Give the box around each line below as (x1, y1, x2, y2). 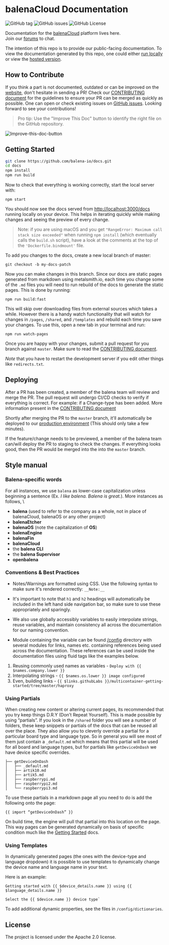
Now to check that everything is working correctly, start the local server (5, 182, 155, 188)
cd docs (5, 163, 22, 168)
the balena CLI (12, 546, 44, 552)
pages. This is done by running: (5, 287, 71, 293)
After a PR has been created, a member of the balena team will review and (5, 389, 160, 395)
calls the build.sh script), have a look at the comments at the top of (17, 237, 158, 243)
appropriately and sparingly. (12, 606, 72, 612)
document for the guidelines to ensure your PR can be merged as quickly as (5, 95, 163, 101)
